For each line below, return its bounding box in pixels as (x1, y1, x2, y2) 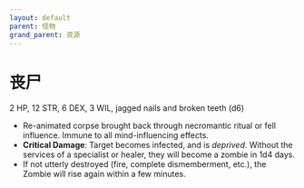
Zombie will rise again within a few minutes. (22, 169, 186, 180)
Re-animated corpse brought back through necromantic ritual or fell (22, 120, 277, 132)
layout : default (9, 13, 71, 23)
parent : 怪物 (9, 22, 56, 31)
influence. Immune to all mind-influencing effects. (22, 130, 209, 141)
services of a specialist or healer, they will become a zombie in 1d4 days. (22, 149, 295, 160)
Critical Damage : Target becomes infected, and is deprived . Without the (22, 140, 293, 151)
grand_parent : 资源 (9, 30, 81, 39)
